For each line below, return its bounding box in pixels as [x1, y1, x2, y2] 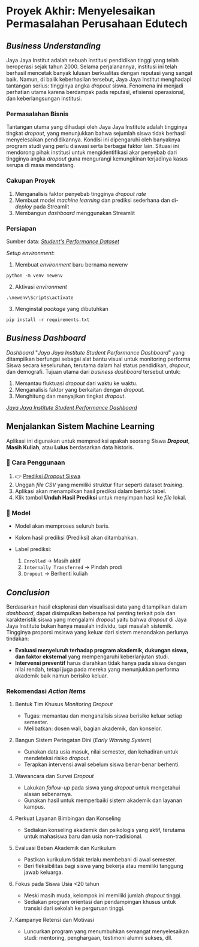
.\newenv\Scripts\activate [6, 295, 74, 301]
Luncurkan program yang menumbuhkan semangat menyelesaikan [23, 928, 189, 935]
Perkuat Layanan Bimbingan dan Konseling [14, 815, 121, 822]
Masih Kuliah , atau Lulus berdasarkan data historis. [6, 443, 134, 450]
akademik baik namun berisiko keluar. [14, 672, 108, 679]
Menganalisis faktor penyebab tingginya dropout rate [14, 190, 146, 197]
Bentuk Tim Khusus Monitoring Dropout [14, 701, 113, 708]
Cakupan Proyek [6, 177, 56, 185]
